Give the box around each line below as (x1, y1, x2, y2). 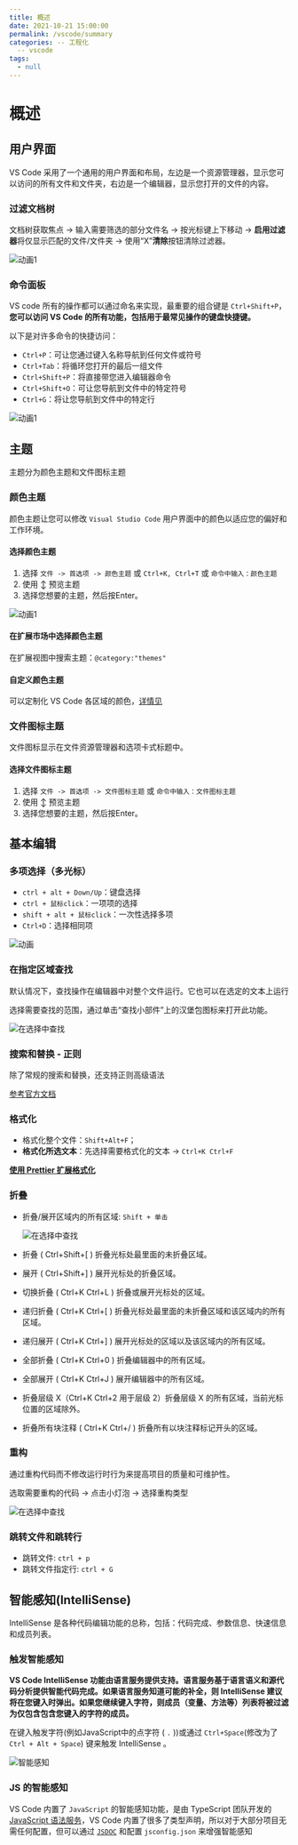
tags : (9, 54, 29, 63)
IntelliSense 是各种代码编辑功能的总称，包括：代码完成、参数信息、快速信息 (9, 1617, 286, 1628)
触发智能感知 (9, 1653, 65, 1665)
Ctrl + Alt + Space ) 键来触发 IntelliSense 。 (9, 1738, 171, 1749)
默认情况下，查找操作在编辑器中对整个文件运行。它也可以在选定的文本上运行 (9, 985, 289, 996)
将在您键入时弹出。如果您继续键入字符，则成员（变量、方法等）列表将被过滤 (9, 1697, 289, 1708)
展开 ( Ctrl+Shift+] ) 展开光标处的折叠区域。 (21, 1268, 181, 1279)
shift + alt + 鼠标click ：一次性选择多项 (21, 909, 174, 920)
